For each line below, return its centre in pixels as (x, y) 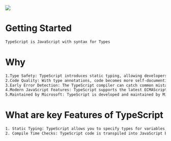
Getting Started (39, 28)
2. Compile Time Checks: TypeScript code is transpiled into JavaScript (84, 133)
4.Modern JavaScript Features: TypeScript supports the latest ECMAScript (86, 90)
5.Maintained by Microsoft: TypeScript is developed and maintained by (83, 95)
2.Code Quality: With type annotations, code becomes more (69, 80)
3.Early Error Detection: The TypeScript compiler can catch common (79, 85)
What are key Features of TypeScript (84, 115)
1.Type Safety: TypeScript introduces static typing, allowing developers (86, 76)
